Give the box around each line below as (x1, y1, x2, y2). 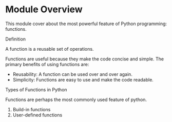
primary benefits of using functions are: (5, 61, 89, 67)
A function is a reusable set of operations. (5, 46, 94, 52)
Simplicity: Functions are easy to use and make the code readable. (12, 76, 154, 83)
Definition (5, 36, 26, 42)
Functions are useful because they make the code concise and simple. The (5, 55, 164, 62)
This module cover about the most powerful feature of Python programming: (5, 21, 167, 27)
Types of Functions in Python (5, 86, 68, 93)
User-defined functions (12, 112, 63, 118)
